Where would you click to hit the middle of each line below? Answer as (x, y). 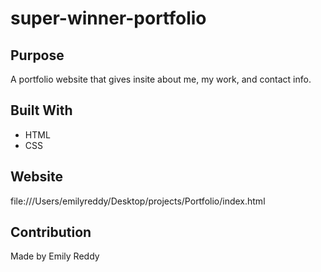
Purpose (37, 55)
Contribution (51, 232)
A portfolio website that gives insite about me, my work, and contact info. (161, 79)
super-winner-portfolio (108, 18)
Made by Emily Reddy (55, 256)
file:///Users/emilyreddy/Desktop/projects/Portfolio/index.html (138, 201)
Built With (41, 110)
